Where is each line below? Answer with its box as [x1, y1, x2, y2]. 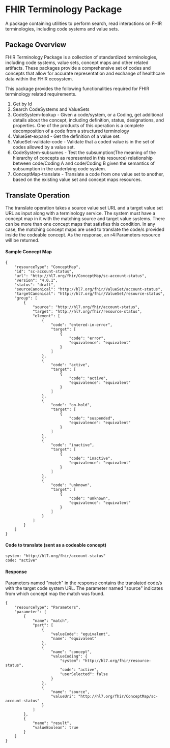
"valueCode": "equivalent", [50, 632, 110, 637]
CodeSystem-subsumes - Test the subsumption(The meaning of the [12, 149, 156, 156]
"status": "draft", [14, 282, 56, 287]
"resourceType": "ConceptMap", [14, 264, 81, 270]
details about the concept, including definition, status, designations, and [12, 117, 164, 123]
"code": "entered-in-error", [50, 322, 113, 327]
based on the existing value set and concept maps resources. [12, 176, 142, 183]
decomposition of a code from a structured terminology [12, 128, 130, 134]
